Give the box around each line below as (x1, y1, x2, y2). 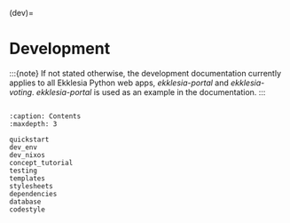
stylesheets (9, 181, 53, 190)
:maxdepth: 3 (9, 119, 58, 128)
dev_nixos (9, 150, 46, 159)
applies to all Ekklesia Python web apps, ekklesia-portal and (9, 77, 229, 88)
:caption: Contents (9, 111, 82, 121)
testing (9, 166, 38, 175)
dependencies (9, 189, 58, 198)
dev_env (9, 142, 38, 152)
